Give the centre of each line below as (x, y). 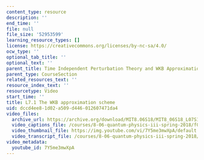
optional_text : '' (29, 63)
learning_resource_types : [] (43, 40)
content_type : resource (36, 12)
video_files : (23, 114)
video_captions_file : (39, 125)
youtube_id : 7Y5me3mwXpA (43, 148)
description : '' (27, 18)
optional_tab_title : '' (36, 57)
